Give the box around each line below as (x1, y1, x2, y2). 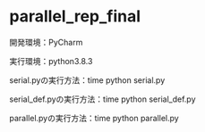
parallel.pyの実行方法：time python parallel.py (9, 112, 179, 123)
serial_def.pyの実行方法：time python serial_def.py (9, 94, 196, 104)
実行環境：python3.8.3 (9, 55, 93, 66)
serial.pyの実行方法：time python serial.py (9, 74, 166, 86)
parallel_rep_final (9, 6, 141, 27)
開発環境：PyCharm (9, 37, 83, 47)
